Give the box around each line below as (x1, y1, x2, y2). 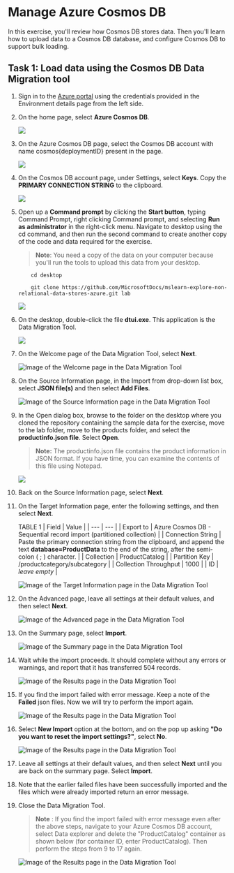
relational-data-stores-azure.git (17, 290, 118, 297)
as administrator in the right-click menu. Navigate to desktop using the (17, 222, 223, 230)
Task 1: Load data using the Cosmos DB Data (8, 62, 205, 74)
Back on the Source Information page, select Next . (17, 488, 164, 497)
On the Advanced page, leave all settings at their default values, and (17, 594, 214, 603)
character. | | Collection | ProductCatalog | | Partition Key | (47, 552, 214, 561)
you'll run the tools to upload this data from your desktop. (35, 258, 201, 266)
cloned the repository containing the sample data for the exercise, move (17, 418, 225, 427)
